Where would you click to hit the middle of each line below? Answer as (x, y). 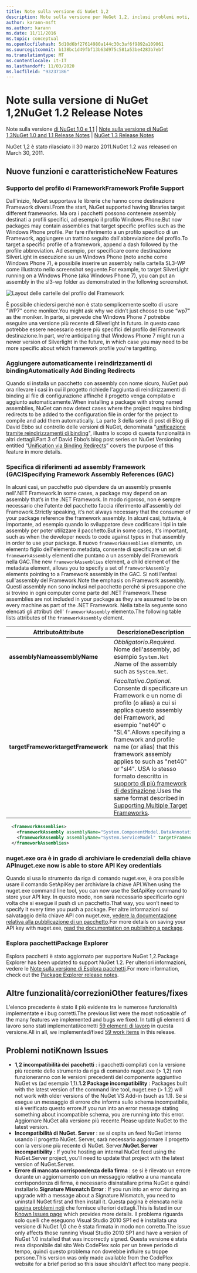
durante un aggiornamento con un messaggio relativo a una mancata (98, 1177)
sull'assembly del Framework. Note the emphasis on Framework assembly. (96, 580)
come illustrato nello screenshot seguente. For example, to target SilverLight (98, 269)
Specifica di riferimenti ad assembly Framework (76, 467)
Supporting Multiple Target (150, 805)
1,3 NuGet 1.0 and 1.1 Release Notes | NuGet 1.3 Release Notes (80, 135)
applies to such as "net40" (150, 761)
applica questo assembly (148, 710)
